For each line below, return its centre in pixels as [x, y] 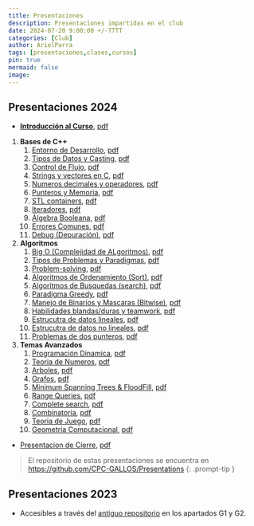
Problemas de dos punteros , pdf [84, 336]
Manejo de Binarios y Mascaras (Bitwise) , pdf [106, 303]
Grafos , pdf [51, 379]
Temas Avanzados [51, 345]
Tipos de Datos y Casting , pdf [80, 159]
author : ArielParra [41, 45]
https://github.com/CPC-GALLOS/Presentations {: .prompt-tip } [131, 469]
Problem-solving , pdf [66, 269]
